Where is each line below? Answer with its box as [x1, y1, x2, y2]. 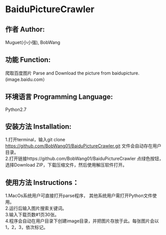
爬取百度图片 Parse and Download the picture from [5, 70, 111, 76]
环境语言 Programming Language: [5, 93, 114, 101]
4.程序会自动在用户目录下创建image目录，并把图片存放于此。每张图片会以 [5, 218, 159, 224]
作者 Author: [5, 25, 45, 33]
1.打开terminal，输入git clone [5, 137, 66, 143]
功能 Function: [5, 56, 51, 64]
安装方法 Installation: [5, 123, 72, 131]
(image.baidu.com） [5, 76, 47, 82]
